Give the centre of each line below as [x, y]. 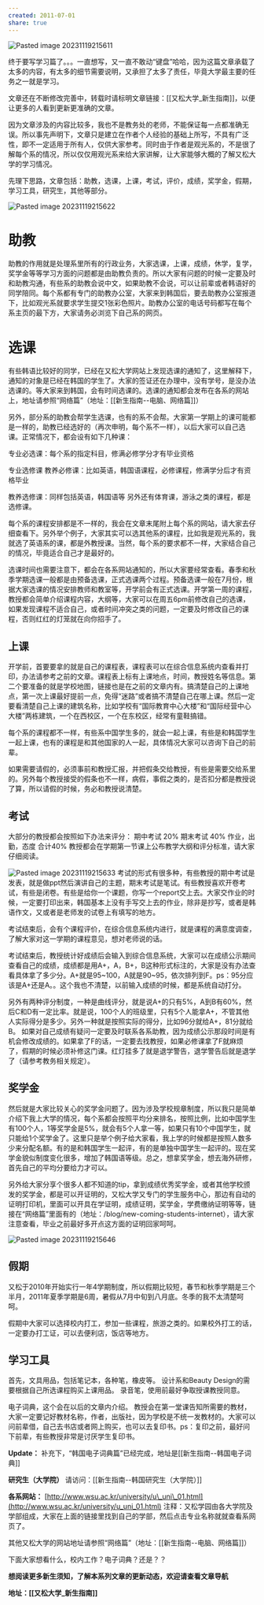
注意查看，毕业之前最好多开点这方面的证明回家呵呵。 [94, 1223]
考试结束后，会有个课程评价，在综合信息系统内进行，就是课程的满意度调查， [132, 929]
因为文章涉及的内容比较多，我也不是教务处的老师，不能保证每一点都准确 [125, 124]
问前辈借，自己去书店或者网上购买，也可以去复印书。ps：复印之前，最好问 [129, 1427]
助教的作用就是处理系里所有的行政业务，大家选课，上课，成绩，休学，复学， [132, 264]
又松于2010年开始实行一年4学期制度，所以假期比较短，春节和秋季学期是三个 [132, 1286]
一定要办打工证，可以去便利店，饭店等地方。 [81, 1333]
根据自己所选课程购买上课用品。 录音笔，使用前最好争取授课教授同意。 [129, 1390]
